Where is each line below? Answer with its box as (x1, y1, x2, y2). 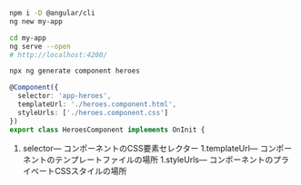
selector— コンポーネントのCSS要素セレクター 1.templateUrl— (22, 142, 258, 153)
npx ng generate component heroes (9, 66, 141, 76)
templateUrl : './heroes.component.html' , (17, 100, 177, 109)
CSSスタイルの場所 (54, 165, 127, 176)
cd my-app (9, 33, 47, 43)
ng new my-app (9, 16, 64, 26)
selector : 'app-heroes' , (17, 92, 112, 101)
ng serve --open (9, 42, 71, 51)
